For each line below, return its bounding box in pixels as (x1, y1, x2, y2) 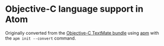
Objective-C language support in (5, 3, 144, 15)
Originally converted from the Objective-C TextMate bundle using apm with (5, 30, 159, 36)
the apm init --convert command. (5, 35, 76, 41)
